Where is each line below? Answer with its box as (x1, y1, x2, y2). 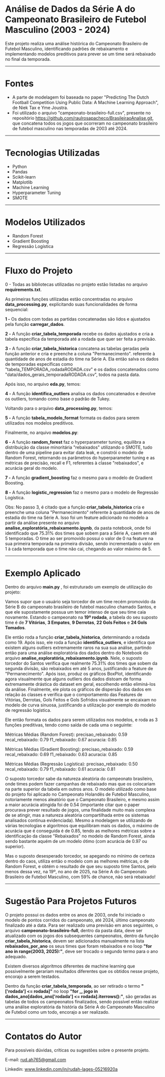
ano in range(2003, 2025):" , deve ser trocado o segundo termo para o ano (5, 948, 158, 954)
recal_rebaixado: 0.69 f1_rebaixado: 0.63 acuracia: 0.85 (5, 751, 117, 757)
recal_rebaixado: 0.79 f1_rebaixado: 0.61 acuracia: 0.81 (5, 766, 115, 772)
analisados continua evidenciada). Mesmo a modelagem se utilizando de (5, 817, 152, 823)
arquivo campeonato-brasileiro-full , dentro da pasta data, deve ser (5, 927, 143, 933)
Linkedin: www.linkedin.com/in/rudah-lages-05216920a (5, 1066, 118, 1072)
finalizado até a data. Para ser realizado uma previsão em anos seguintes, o (5, 922, 158, 928)
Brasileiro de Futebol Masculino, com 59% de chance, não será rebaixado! (5, 874, 156, 880)
